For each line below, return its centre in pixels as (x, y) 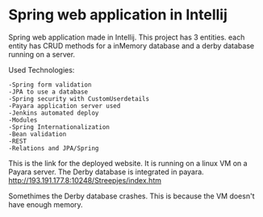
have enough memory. (46, 204)
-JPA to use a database (48, 92)
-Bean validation (38, 134)
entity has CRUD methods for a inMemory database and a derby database (131, 45)
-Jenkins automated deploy (54, 113)
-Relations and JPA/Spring (54, 148)
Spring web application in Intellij (118, 15)
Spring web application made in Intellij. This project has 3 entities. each (127, 37)
